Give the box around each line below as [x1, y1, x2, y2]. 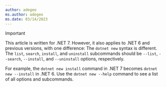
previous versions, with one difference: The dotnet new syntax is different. [5, 45, 158, 51]
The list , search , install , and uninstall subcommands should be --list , [5, 50, 158, 56]
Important [5, 30, 25, 36]
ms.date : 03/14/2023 [5, 16, 48, 21]
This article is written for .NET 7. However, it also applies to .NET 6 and [5, 40, 150, 46]
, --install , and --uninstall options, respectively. [20, 56, 125, 62]
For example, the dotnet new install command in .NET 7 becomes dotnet [5, 65, 158, 71]
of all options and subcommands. [5, 76, 74, 82]
